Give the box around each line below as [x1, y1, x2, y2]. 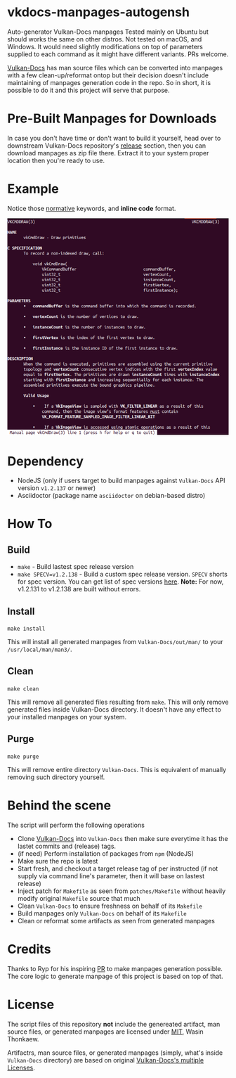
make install [7, 625, 46, 633]
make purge [7, 753, 39, 760]
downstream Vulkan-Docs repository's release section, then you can [7, 141, 206, 150]
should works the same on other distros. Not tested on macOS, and [7, 34, 202, 43]
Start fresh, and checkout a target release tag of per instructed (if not [17, 864, 218, 873]
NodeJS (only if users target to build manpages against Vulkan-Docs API [17, 476, 225, 485]
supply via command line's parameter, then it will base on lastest [17, 871, 205, 880]
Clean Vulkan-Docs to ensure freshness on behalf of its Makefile [17, 901, 202, 910]
